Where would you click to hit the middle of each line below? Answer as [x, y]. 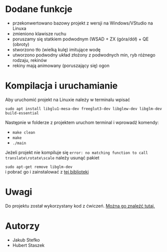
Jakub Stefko [26, 240]
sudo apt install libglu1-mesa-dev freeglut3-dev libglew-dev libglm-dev [84, 108]
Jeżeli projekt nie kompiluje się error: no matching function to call [77, 152]
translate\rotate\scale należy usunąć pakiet [52, 157]
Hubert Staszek [28, 245]
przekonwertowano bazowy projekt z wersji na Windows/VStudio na [83, 23]
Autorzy [22, 226]
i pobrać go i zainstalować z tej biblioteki [47, 171]
